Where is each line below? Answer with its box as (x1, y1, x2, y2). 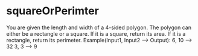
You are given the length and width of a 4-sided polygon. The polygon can (6, 24, 192, 31)
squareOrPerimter (6, 4, 100, 18)
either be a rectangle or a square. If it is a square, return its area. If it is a (6, 30, 186, 37)
